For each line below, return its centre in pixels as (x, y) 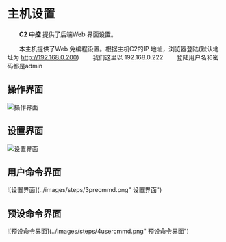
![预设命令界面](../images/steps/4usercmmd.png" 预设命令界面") (98, 231)
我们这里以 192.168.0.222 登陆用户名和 (153, 57)
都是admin (28, 66)
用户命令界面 (34, 172)
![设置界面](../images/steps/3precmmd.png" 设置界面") (85, 190)
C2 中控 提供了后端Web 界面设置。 (68, 34)
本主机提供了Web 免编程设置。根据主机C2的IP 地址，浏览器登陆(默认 (116, 49)
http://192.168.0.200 (49, 57)
